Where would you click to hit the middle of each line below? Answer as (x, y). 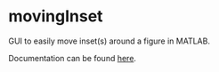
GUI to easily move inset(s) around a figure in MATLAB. (109, 41)
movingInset (56, 16)
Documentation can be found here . (73, 58)
